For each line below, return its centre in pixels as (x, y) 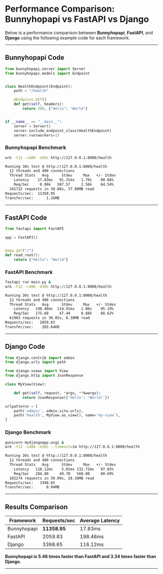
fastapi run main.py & (28, 282)
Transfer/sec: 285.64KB (32, 327)
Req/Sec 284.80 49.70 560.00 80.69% (64, 474)
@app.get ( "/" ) (19, 251)
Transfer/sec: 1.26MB (32, 198)
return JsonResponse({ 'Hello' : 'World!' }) (66, 397)
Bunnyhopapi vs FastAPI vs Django (77, 19)
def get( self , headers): (39, 104)
